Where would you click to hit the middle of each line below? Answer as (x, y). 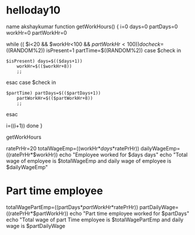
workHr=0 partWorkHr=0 (37, 32)
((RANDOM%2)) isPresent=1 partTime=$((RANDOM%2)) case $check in (94, 50)
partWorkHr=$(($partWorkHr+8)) (55, 98)
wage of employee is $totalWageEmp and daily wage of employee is (89, 161)
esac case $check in (31, 82)
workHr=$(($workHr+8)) (44, 66)
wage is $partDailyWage (36, 226)
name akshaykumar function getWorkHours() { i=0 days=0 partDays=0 (92, 26)
